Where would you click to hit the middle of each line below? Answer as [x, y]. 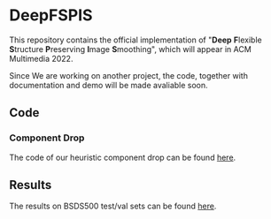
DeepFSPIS [51, 15]
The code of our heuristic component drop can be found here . [123, 157]
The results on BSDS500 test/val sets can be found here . [113, 206]
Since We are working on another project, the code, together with [128, 75]
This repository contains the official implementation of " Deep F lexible [136, 40]
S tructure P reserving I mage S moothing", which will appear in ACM [131, 49]
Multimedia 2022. [41, 58]
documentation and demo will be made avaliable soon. [108, 85]
